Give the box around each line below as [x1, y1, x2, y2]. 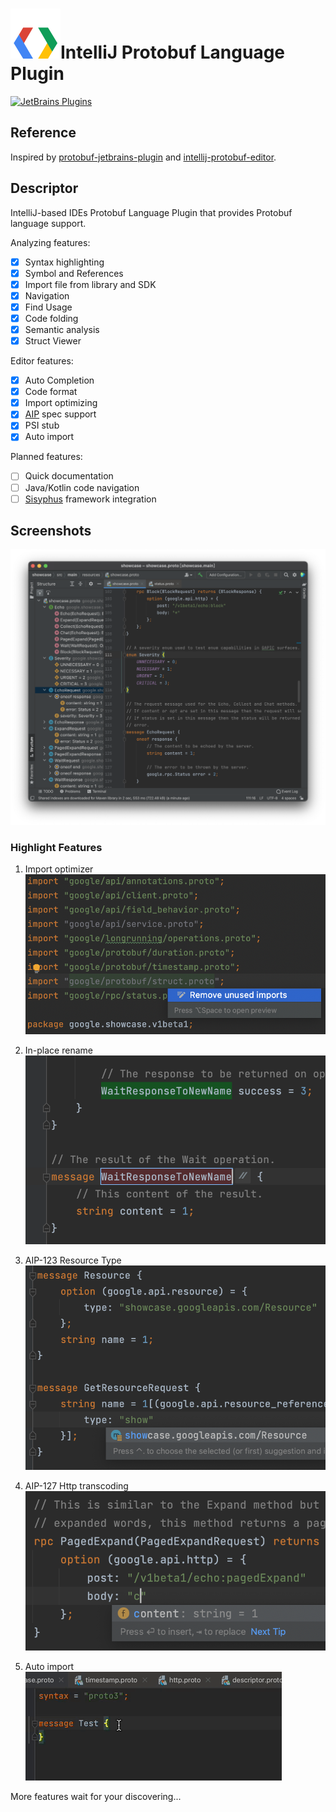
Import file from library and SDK [24, 278, 157, 290]
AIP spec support [24, 408, 97, 420]
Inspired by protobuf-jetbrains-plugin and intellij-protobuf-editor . [10, 151, 277, 163]
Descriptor [10, 180, 79, 197]
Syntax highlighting [24, 256, 105, 268]
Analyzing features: [10, 236, 91, 248]
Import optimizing [24, 397, 98, 409]
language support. [10, 217, 87, 229]
